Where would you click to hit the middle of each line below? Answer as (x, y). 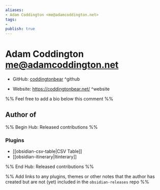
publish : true (20, 29)
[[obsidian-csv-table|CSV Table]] (47, 151)
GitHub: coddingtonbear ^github (46, 79)
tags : (11, 19)
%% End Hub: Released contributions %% (50, 167)
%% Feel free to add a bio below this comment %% (59, 99)
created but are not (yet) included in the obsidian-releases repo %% (77, 182)
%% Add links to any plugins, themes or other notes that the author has (80, 177)
